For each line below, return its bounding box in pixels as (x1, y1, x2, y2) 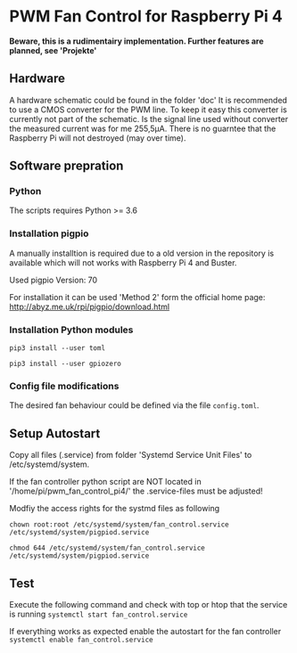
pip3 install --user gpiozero (9, 359, 122, 369)
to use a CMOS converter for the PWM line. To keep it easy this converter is (9, 104, 287, 115)
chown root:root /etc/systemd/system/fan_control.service (9, 520, 229, 529)
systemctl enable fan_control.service (9, 635, 153, 644)
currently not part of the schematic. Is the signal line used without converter (9, 113, 289, 124)
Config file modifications (9, 380, 120, 392)
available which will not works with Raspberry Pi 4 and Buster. (9, 257, 237, 268)
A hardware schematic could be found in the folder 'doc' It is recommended (9, 94, 288, 105)
